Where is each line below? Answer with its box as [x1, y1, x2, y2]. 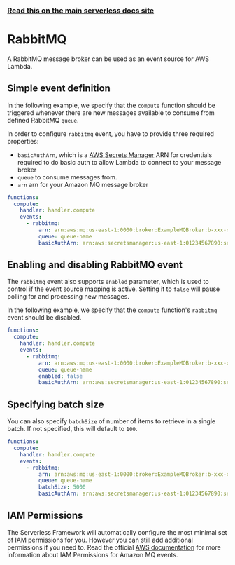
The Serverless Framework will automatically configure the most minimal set [7, 528, 227, 536]
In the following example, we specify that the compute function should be [7, 101, 215, 109]
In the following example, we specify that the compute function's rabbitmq [7, 306, 218, 314]
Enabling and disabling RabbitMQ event [7, 259, 183, 271]
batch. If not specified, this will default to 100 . [7, 425, 138, 433]
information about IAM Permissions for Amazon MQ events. [7, 550, 178, 559]
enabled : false [38, 372, 83, 380]
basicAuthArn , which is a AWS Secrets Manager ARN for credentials [17, 150, 213, 159]
